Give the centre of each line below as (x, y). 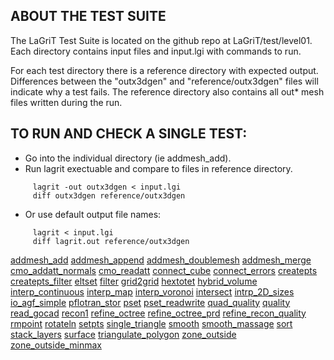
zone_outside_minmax (56, 345)
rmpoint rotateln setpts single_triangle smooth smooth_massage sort (151, 323)
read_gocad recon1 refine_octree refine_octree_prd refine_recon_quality (158, 313)
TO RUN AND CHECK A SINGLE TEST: (129, 134)
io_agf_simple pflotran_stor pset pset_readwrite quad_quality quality (150, 302)
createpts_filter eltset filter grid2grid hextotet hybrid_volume (134, 281)
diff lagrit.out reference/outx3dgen (111, 241)
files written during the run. (66, 102)
